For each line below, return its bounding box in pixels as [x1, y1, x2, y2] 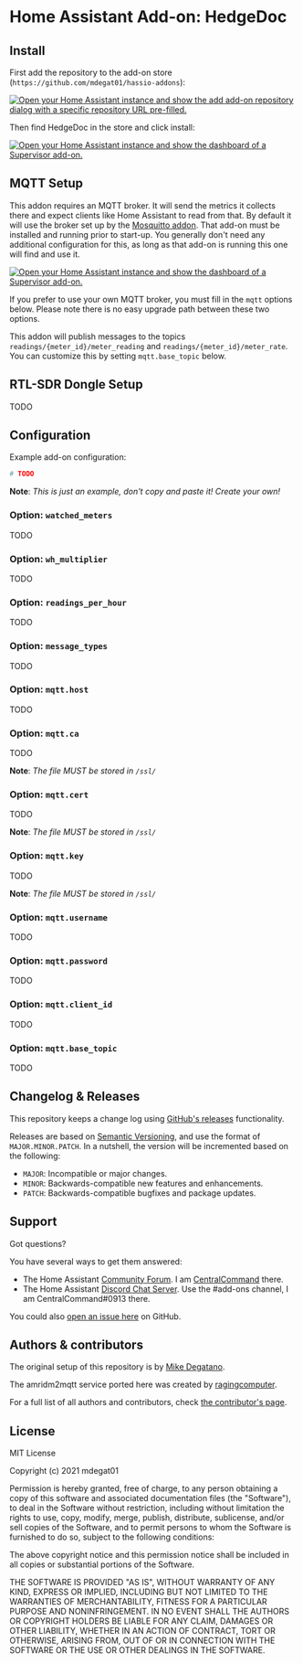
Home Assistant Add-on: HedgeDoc [9, 6, 287, 27]
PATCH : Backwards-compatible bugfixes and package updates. [22, 1187, 256, 1199]
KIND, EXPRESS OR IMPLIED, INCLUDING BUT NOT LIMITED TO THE [9, 1586, 268, 1597]
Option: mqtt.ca [9, 727, 79, 740]
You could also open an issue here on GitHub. [9, 1310, 182, 1322]
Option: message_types [9, 640, 108, 653]
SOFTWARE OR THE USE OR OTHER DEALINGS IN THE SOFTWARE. [9, 1645, 266, 1656]
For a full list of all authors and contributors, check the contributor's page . [9, 1397, 287, 1408]
